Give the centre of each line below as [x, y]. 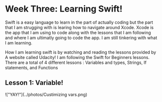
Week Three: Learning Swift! [64, 9]
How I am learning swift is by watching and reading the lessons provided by [81, 52]
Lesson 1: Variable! [34, 83]
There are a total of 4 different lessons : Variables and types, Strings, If [76, 62]
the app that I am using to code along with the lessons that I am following [78, 32]
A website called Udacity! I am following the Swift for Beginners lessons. [77, 57]
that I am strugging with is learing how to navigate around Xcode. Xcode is [79, 27]
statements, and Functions [32, 67]
